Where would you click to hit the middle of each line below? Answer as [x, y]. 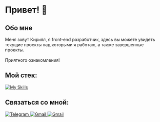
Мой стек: [21, 76]
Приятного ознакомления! [32, 60]
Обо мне [19, 28]
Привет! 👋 [26, 10]
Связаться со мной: [37, 102]
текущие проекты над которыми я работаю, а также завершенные [74, 45]
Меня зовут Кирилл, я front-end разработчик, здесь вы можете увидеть [80, 39]
